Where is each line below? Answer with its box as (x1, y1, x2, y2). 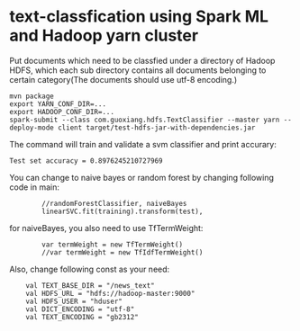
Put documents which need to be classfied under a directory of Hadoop (9, 55, 276, 66)
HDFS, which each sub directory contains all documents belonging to (9, 65, 267, 76)
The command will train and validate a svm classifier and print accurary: (9, 139, 277, 149)
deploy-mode (9, 123, 54, 132)
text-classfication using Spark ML (9, 6, 268, 27)
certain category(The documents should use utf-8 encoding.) (9, 74, 238, 85)
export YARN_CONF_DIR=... (9, 99, 106, 109)
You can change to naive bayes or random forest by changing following (9, 172, 275, 183)
